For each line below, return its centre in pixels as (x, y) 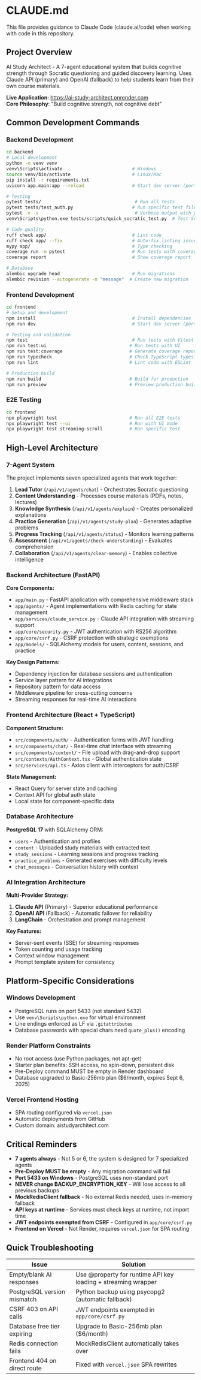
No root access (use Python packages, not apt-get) (78, 1059)
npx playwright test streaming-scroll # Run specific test (93, 429)
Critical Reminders (42, 1144)
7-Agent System (31, 465)
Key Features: (24, 931)
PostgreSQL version (37, 1292)
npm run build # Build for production (97, 379)
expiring (21, 1334)
